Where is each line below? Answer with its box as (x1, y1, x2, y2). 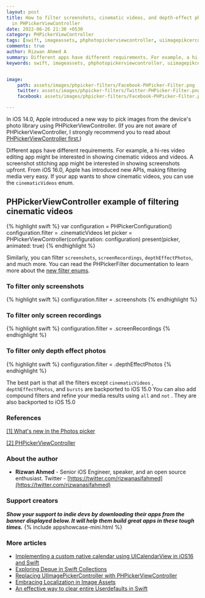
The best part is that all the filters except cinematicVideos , (6, 379, 154, 386)
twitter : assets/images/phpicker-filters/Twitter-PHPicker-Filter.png (17, 88, 201, 94)
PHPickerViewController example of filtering (6, 196, 179, 207)
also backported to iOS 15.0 (6, 398, 76, 406)
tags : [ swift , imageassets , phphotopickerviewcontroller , (6, 37, 157, 43)
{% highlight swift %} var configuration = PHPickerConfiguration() (6, 222, 173, 229)
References (6, 413, 41, 422)
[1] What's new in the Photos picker (6, 428, 96, 434)
